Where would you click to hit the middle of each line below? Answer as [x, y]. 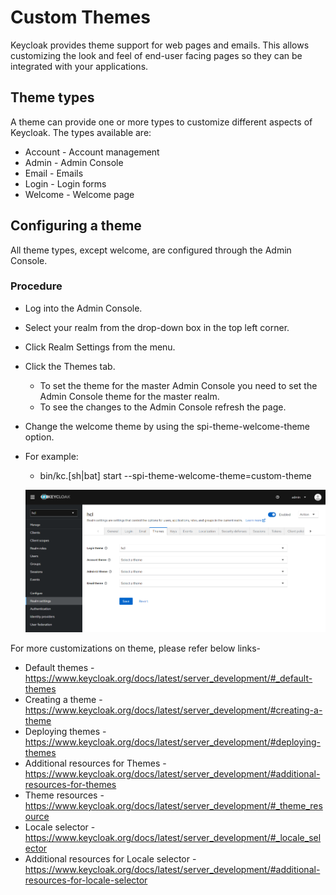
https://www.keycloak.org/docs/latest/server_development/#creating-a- [173, 710]
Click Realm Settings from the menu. [100, 347]
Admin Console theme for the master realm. [129, 396]
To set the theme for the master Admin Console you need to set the [178, 385]
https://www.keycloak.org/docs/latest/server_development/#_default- [168, 678]
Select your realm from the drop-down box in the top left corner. [157, 327]
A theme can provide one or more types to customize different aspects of [161, 122]
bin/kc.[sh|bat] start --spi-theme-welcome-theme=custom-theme [175, 475]
